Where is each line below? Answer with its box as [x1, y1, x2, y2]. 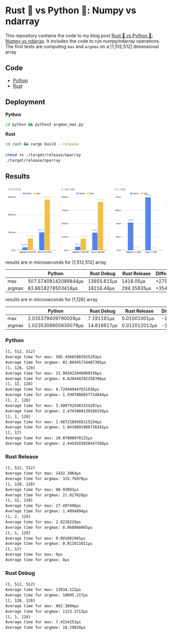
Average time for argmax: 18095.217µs [5, 592, 88, 598]
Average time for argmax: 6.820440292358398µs [5, 376, 106, 381]
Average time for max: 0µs [5, 552, 63, 557]
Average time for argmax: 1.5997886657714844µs [5, 392, 109, 398]
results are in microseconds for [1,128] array [5, 296, 98, 303]
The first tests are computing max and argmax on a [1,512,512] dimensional [5, 43, 159, 49]
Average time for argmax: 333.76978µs [5, 476, 88, 481]
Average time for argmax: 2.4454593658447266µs [5, 441, 109, 446]
